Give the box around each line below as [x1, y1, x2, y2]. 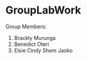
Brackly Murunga [14, 34, 56, 41]
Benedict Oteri [14, 41, 49, 48]
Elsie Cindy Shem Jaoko [14, 46, 73, 54]
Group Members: [5, 23, 47, 30]
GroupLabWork [5, 4, 82, 17]
